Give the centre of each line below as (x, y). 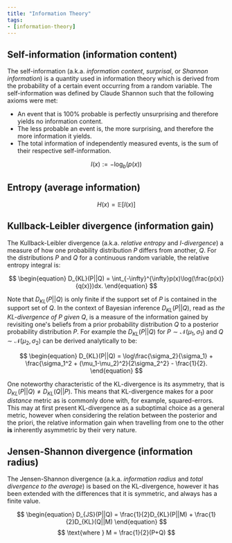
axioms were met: (33, 100)
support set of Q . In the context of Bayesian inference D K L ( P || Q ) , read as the (116, 309)
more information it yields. (54, 136)
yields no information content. (60, 121)
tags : (15, 20)
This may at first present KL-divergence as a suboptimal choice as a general (116, 408)
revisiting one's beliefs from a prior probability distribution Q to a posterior (113, 324)
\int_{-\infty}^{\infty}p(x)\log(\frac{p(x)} (168, 278)
